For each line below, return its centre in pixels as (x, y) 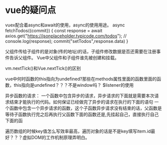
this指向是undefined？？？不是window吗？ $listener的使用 (74, 85)
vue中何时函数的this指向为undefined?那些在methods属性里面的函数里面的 (81, 79)
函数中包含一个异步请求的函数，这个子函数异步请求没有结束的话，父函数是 (85, 108)
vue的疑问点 (31, 10)
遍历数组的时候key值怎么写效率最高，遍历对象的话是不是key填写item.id (78, 131)
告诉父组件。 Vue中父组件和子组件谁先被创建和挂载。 (64, 57)
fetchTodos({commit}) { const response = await (54, 30)
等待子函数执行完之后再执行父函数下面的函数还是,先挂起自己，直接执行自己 (82, 114)
